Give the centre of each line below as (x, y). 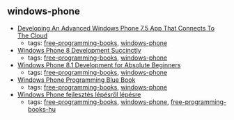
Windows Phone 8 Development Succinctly (79, 50)
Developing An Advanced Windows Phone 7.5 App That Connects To (116, 28)
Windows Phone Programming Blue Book (76, 80)
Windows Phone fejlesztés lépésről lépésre (79, 94)
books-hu (42, 109)
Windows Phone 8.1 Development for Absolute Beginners (99, 65)
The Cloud (32, 35)
